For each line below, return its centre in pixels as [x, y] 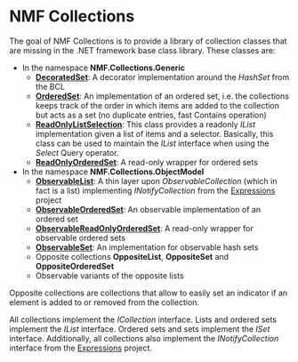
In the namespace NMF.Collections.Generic [103, 68]
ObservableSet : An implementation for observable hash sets [147, 247]
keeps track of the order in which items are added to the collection [157, 105]
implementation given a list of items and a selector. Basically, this [154, 133]
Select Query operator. [77, 152]
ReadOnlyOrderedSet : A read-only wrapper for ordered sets [146, 162]
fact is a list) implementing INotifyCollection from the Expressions [155, 190]
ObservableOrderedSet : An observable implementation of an [148, 209]
